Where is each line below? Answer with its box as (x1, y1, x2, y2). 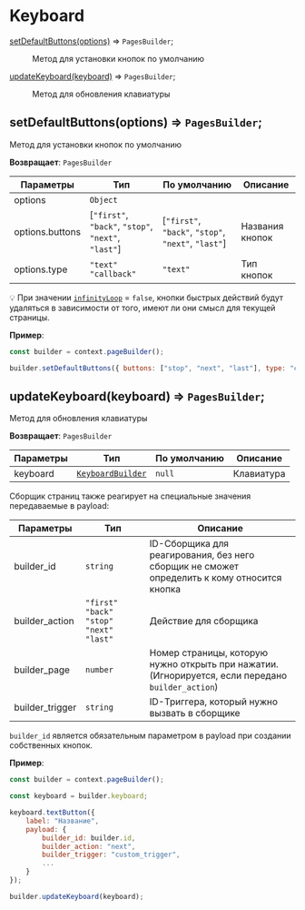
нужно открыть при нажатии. (149, 658, 279, 671)
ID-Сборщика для (149, 538, 230, 551)
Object (89, 195, 118, 205)
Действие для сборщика (149, 615, 259, 628)
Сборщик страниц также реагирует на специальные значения (9, 490, 251, 501)
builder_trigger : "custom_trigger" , (42, 850, 181, 860)
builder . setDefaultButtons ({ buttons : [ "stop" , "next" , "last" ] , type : (9, 363, 286, 373)
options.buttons (14, 225, 82, 238)
